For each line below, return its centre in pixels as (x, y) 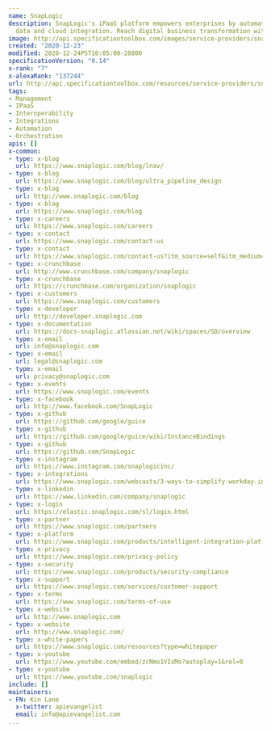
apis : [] (23, 143)
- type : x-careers (39, 219)
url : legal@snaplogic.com (59, 362)
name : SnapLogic (35, 16)
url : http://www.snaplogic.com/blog (77, 196)
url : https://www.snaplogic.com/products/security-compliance (122, 572)
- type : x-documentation (50, 324)
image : (19, 38)
